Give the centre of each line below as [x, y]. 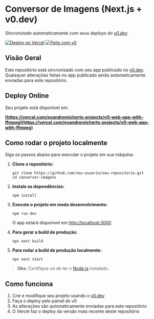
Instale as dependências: [38, 186]
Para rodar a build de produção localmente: [57, 250]
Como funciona [29, 284]
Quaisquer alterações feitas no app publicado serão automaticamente [75, 75]
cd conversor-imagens [34, 178]
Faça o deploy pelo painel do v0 [44, 301]
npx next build [28, 241]
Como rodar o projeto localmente [56, 143]
